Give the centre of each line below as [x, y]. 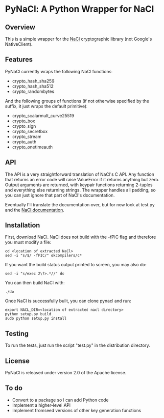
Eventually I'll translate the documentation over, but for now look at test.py [80, 204]
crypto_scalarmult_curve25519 [43, 115]
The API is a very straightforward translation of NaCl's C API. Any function [80, 174]
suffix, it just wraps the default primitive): [47, 106]
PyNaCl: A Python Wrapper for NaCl [80, 9]
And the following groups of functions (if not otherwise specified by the [77, 101]
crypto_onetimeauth [32, 147]
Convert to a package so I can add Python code [60, 400]
